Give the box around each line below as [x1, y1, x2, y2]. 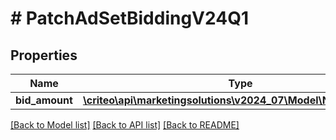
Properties [10, 47, 78, 64]
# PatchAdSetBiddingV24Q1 [10, 7, 249, 30]
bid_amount [15, 93, 73, 107]
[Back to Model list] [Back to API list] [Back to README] [10, 119, 240, 131]
